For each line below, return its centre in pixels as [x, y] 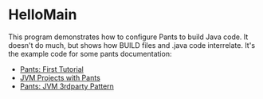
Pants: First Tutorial [51, 69]
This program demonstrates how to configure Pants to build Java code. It [128, 37]
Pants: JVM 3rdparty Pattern [67, 86]
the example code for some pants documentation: [90, 53]
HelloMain [43, 15]
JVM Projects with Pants [60, 77]
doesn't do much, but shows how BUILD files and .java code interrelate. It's [132, 45]
